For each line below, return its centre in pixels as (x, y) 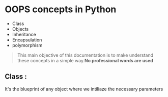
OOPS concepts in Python (61, 9)
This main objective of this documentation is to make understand (85, 55)
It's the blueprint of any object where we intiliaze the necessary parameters (84, 89)
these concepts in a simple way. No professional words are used (85, 60)
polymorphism (27, 45)
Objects (20, 29)
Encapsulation (27, 40)
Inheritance (24, 34)
